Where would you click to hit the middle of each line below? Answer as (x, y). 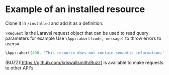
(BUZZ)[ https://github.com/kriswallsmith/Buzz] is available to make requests (84, 62)
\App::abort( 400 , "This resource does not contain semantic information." (85, 53)
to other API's (19, 68)
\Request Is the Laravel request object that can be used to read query (77, 33)
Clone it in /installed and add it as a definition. (54, 23)
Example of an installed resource (75, 9)
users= (13, 43)
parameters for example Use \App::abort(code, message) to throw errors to (83, 38)
